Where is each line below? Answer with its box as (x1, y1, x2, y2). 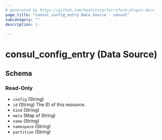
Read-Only (5, 84, 33, 91)
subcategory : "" (5, 17, 40, 22)
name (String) (12, 118, 39, 124)
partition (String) (12, 129, 51, 135)
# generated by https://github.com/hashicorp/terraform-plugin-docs (5, 7, 155, 13)
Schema (5, 69, 32, 77)
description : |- (5, 22, 40, 27)
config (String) (12, 96, 45, 102)
